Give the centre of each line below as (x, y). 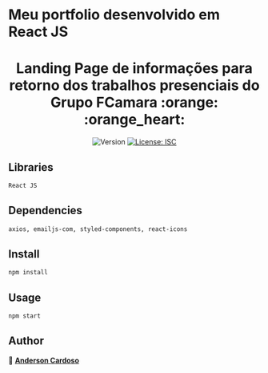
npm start (25, 316)
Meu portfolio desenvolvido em (114, 15)
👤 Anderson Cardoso (44, 360)
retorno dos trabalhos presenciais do (134, 85)
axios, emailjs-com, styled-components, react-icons (98, 229)
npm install (28, 273)
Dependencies (45, 211)
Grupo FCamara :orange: (134, 103)
